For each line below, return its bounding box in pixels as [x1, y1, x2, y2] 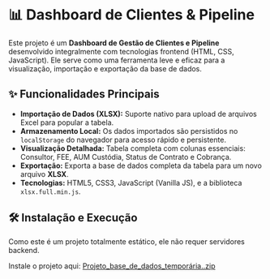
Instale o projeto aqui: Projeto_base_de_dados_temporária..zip [8, 260, 216, 271]
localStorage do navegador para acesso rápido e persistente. [19, 135, 227, 144]
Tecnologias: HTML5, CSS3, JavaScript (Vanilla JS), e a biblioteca [19, 178, 242, 187]
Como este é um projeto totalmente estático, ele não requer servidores [8, 236, 245, 247]
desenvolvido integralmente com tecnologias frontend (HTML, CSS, [8, 46, 234, 56]
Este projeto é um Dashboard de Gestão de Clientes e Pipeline [8, 37, 220, 48]
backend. [8, 245, 40, 255]
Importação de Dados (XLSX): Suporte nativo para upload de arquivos [19, 109, 257, 118]
